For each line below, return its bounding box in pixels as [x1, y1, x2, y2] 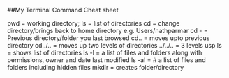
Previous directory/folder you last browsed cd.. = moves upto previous [7, 34, 210, 42]
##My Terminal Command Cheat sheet [7, 6, 119, 14]
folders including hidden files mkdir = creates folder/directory [7, 64, 184, 71]
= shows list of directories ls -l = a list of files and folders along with [7, 48, 202, 57]
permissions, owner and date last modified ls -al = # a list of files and [7, 56, 206, 64]
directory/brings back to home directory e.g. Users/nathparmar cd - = [7, 27, 208, 35]
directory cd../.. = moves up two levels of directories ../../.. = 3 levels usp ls [7, 41, 222, 49]
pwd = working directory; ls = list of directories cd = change [7, 19, 180, 27]
